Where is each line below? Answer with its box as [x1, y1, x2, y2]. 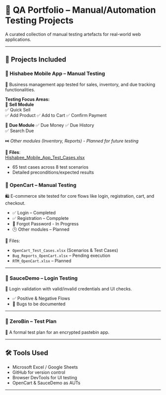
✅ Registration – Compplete [12, 215, 69, 221]
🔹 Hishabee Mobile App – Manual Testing [5, 70, 105, 77]
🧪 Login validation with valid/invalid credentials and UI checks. [5, 286, 132, 292]
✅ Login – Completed [12, 210, 56, 215]
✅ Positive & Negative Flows [12, 295, 70, 301]
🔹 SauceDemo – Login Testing [5, 275, 78, 282]
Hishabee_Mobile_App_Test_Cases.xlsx [5, 154, 85, 160]
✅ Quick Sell [5, 107, 31, 112]
